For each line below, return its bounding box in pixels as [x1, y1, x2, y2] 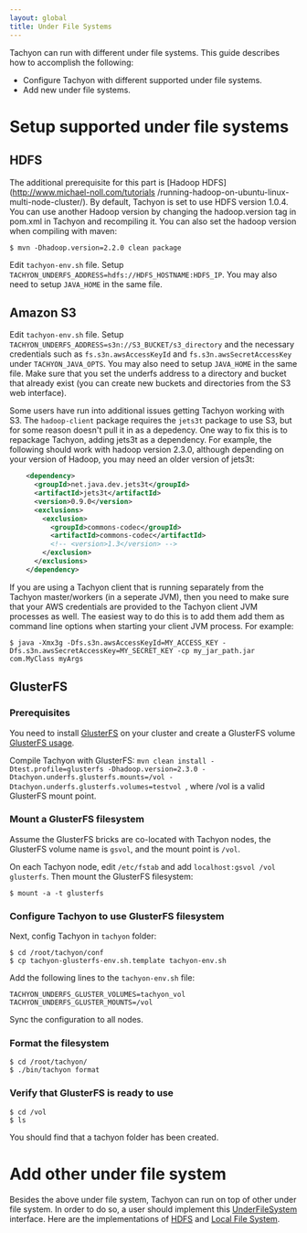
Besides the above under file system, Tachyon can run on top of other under [9, 1194, 297, 1205]
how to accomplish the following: [9, 57, 134, 68]
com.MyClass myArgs [9, 654, 84, 663]
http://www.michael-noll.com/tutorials [12, 187, 155, 198]
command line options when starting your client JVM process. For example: [9, 620, 294, 631]
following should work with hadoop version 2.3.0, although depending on [9, 445, 285, 456]
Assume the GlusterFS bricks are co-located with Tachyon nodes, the [9, 833, 271, 844]
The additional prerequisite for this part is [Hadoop [9, 177, 200, 188]
